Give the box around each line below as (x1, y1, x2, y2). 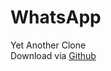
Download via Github (10, 49, 97, 61)
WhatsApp (10, 6, 102, 29)
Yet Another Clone (10, 39, 87, 51)
